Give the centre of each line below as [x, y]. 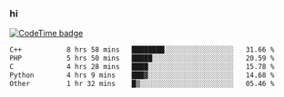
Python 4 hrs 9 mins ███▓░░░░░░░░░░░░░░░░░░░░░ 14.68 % [142, 75]
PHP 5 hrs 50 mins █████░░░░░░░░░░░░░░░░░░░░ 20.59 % [142, 58]
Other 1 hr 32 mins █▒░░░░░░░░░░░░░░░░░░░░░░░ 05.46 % [142, 83]
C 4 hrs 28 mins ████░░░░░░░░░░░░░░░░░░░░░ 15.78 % [142, 67]
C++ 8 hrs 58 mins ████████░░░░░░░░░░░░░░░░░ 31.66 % [142, 50]
